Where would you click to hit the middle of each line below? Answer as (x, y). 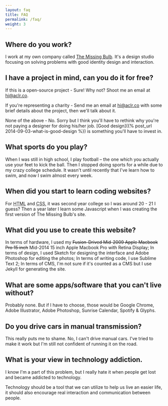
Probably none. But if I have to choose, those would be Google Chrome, (80, 305)
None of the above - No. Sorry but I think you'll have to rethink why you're (82, 120)
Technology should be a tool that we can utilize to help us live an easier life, (84, 387)
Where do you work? (39, 44)
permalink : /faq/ (23, 19)
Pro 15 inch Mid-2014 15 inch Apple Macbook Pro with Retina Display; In (80, 248)
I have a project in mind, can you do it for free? (79, 78)
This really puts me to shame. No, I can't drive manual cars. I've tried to (79, 338)
